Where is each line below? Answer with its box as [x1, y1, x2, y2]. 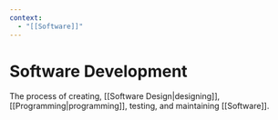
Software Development [9, 61, 189, 82]
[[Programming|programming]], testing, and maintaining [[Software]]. [9, 101, 270, 112]
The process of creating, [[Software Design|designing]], [9, 91, 221, 102]
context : [9, 13, 43, 23]
